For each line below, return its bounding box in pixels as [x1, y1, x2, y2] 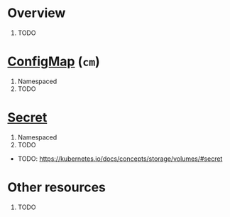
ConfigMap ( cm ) [7, 53, 101, 70]
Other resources [7, 179, 106, 195]
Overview [7, 5, 66, 21]
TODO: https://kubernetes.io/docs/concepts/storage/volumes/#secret [17, 154, 223, 163]
